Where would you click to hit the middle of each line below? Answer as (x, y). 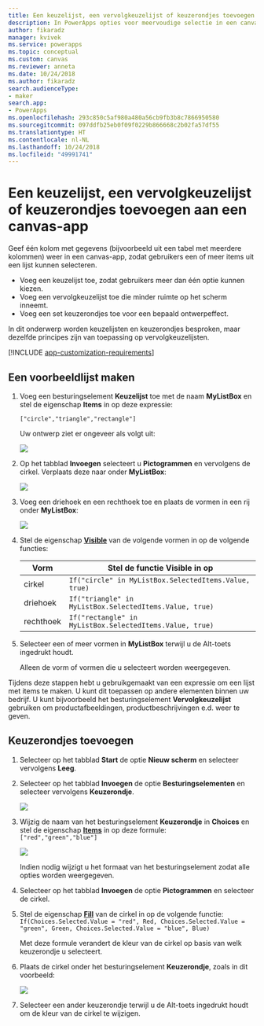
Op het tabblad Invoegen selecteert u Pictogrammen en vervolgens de (135, 463)
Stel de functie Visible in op (160, 568)
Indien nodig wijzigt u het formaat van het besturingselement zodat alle (134, 866)
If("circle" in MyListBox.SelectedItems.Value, (159, 580)
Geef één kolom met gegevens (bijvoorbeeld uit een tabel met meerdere (125, 248)
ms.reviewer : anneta (42, 67)
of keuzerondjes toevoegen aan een (128, 210)
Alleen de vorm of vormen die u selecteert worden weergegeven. (125, 667)
